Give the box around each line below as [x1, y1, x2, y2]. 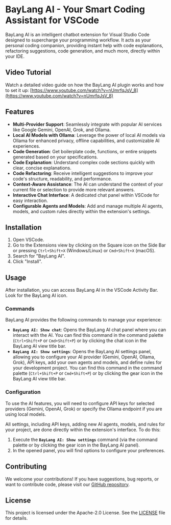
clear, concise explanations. [12, 165, 71, 171]
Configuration [5, 389, 41, 396]
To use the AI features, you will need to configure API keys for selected [5, 400, 155, 406]
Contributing [5, 462, 47, 471]
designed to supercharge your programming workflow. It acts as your [5, 37, 151, 43]
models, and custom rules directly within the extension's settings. [12, 208, 151, 214]
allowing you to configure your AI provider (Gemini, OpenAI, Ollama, [12, 354, 156, 360]
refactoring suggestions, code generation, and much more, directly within [5, 48, 160, 54]
